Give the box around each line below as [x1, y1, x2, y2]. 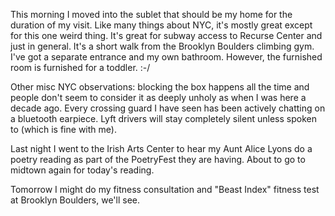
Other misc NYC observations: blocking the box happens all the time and [10, 81, 310, 93]
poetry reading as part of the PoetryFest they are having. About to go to [10, 154, 306, 165]
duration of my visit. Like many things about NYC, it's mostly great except [10, 19, 313, 31]
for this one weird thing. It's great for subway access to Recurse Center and [10, 30, 323, 41]
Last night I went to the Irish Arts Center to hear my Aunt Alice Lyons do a [10, 143, 313, 154]
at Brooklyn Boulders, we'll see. [10, 194, 140, 206]
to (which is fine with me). [10, 124, 117, 135]
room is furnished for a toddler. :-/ [10, 62, 151, 73]
